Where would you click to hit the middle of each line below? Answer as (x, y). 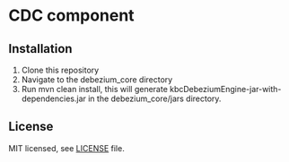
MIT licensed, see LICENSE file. (66, 148)
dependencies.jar (54, 98)
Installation (40, 49)
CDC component (72, 16)
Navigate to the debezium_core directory (97, 80)
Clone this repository (60, 70)
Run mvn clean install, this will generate (94, 89)
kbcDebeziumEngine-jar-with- (225, 89)
